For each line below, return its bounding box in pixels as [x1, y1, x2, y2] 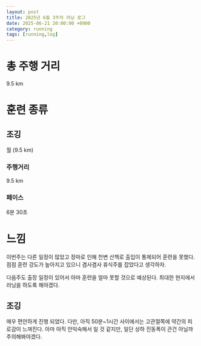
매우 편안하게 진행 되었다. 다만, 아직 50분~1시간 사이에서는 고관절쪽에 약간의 [6, 318, 186, 325]
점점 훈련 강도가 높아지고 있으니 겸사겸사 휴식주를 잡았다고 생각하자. [6, 260, 166, 268]
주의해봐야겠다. [6, 333, 42, 341]
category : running [6, 25, 53, 32]
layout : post [6, 8, 39, 15]
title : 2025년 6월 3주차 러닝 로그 [6, 15, 86, 21]
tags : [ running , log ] [6, 32, 59, 38]
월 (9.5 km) [6, 146, 34, 154]
